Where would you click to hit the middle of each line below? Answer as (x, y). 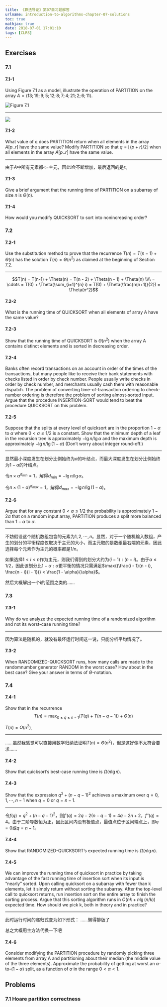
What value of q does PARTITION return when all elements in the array (77, 141)
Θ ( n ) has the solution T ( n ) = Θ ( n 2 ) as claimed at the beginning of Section (80, 259)
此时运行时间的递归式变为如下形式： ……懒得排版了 (58, 920)
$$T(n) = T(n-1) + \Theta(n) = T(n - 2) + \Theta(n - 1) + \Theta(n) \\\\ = (83, 279)
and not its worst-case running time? (43, 624)
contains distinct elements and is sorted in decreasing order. (67, 346)
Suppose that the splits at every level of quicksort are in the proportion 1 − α (83, 428)
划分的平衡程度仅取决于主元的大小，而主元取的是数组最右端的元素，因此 (88, 543)
